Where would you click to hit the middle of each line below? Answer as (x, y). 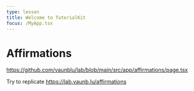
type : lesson (23, 12)
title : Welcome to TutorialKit (46, 18)
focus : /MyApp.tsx (30, 23)
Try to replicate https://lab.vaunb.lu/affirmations (66, 82)
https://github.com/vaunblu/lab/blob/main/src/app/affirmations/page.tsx (97, 70)
